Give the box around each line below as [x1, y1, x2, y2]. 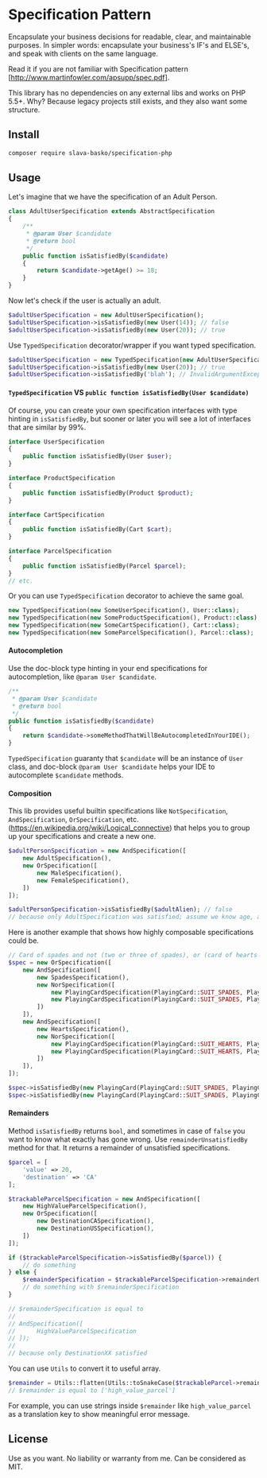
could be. [8, 936, 40, 945]
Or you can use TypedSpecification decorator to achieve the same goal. [8, 591, 245, 601]
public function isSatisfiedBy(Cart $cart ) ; [22, 526, 172, 533]
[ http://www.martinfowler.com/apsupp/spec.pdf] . [8, 72, 170, 82]
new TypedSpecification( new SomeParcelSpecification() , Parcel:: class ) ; [8, 629, 254, 637]
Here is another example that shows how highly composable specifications [8, 928, 254, 937]
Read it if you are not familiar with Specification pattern [8, 64, 189, 73]
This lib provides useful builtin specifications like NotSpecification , [8, 806, 228, 816]
